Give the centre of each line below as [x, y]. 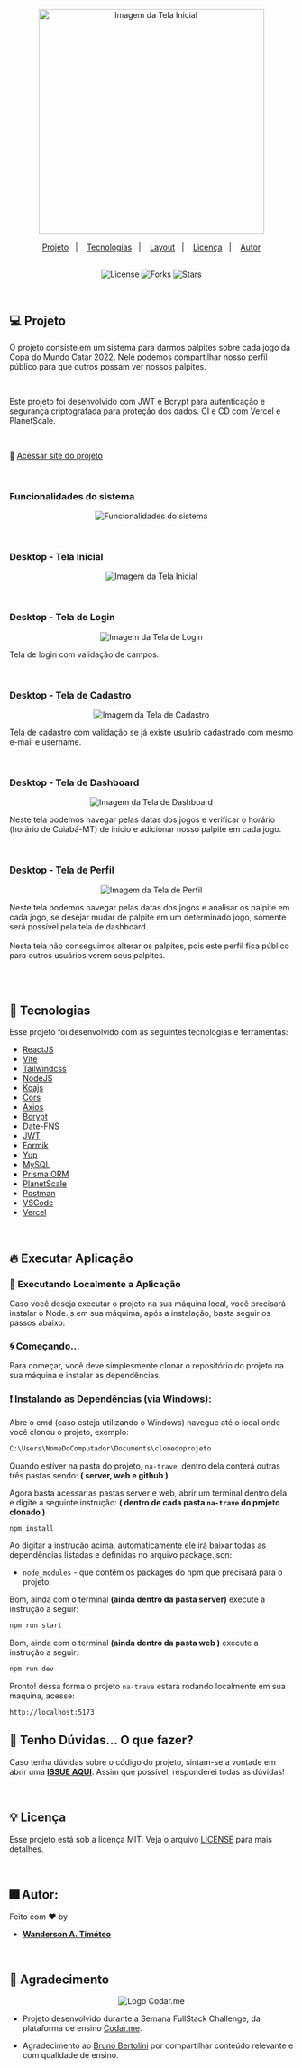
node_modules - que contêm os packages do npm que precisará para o [152, 1572]
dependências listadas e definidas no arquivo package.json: [121, 1555]
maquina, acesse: [42, 1696]
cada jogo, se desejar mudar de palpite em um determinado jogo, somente [148, 917]
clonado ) [27, 1512]
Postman [39, 1194]
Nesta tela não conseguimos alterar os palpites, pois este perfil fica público [150, 946]
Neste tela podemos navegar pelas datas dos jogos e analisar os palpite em [150, 907]
